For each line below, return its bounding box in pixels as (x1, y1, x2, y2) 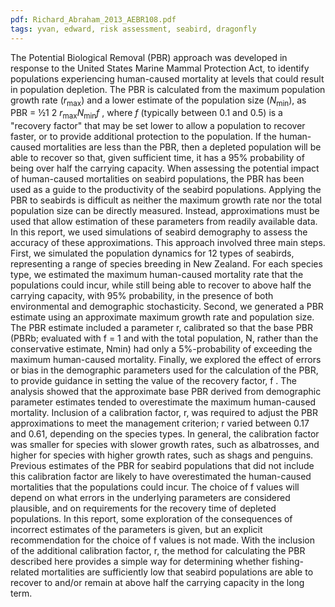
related (10, 566, 40, 578)
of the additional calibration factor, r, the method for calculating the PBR (10, 545, 306, 557)
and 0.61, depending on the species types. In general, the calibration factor (10, 428, 320, 440)
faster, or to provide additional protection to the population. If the (10, 131, 277, 143)
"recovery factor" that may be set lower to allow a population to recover (10, 120, 306, 132)
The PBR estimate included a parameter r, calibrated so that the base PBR (10, 322, 314, 334)
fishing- (271, 556, 304, 568)
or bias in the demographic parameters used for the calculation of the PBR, (10, 364, 319, 376)
